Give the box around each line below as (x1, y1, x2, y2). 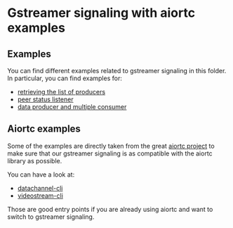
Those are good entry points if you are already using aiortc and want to (7, 205, 213, 213)
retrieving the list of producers (17, 88, 106, 96)
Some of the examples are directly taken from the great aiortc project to (7, 141, 215, 150)
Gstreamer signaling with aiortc (7, 5, 195, 21)
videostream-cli (17, 191, 63, 200)
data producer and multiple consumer (17, 103, 127, 110)
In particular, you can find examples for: (7, 74, 123, 82)
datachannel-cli (17, 184, 63, 192)
